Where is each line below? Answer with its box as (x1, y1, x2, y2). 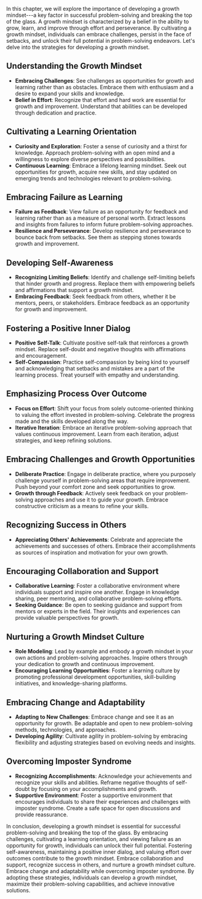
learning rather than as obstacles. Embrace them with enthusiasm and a (14, 83, 194, 91)
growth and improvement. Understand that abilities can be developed (14, 103, 188, 110)
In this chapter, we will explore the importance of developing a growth (6, 5, 180, 12)
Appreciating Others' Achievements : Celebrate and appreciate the (14, 536, 183, 543)
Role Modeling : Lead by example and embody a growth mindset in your (14, 648, 194, 655)
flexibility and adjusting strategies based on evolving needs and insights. (14, 739, 196, 746)
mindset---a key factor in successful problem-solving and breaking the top (6, 11, 193, 19)
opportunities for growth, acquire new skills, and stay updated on (14, 168, 177, 176)
